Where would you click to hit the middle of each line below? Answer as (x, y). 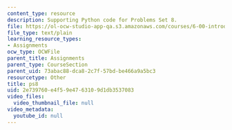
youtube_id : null (38, 116)
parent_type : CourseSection (48, 65)
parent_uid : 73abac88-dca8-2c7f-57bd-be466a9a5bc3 (81, 71)
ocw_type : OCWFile (33, 52)
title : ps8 (23, 84)
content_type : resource (41, 13)
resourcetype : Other (37, 77)
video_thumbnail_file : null (54, 103)
